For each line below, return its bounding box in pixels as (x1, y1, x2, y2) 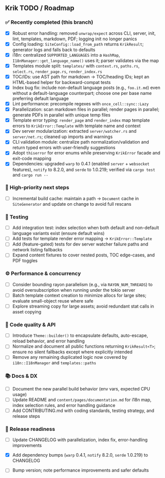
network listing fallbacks (12, 247, 63, 253)
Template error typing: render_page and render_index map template (12, 117, 150, 123)
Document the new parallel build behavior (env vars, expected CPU (12, 386, 151, 392)
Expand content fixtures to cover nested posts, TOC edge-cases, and (12, 252, 155, 258)
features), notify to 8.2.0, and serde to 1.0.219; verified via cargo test (12, 166, 156, 172)
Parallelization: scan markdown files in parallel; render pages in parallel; (12, 106, 160, 112)
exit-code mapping (12, 156, 52, 161)
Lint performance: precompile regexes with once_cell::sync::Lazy (12, 101, 149, 107)
